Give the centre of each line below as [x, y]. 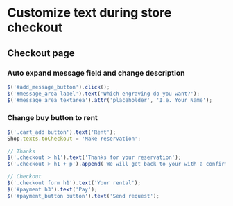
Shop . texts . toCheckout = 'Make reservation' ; [74, 139]
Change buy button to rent [53, 118]
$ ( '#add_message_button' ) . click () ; [59, 87]
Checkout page [41, 53]
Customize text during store [89, 13]
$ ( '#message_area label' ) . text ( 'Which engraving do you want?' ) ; [103, 94]
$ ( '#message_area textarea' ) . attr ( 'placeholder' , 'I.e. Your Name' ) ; [110, 100]
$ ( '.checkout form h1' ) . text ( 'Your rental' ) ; [74, 183]
